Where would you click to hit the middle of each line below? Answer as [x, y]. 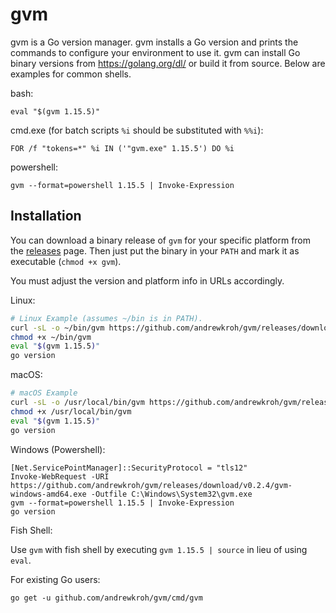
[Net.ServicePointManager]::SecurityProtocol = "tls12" [129, 468]
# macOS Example [44, 393]
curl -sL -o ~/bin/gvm [57, 328]
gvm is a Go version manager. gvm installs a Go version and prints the [154, 42]
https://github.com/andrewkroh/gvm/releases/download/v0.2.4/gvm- [151, 485]
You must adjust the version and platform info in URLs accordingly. [147, 280]
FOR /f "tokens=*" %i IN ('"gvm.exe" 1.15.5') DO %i [122, 148]
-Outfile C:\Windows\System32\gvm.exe [171, 494]
